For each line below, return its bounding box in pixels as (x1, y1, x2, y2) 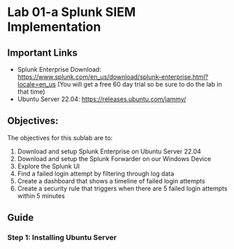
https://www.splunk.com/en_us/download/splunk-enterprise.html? (17, 73, 208, 81)
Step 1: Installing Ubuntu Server (7, 233, 117, 243)
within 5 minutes (17, 191, 65, 199)
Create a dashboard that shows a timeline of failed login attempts (17, 176, 205, 185)
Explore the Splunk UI (17, 162, 80, 170)
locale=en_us (17, 80, 56, 88)
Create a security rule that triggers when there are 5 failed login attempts (17, 184, 228, 193)
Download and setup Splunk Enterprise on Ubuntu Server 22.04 (17, 147, 201, 156)
